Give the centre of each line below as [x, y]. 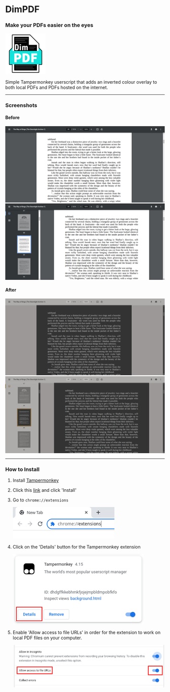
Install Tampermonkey [36, 481]
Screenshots [21, 105]
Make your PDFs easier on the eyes [49, 25]
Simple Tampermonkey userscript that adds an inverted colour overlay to [81, 82]
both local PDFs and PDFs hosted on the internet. [57, 88]
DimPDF [23, 9]
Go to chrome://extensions [40, 500]
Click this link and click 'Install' [45, 490]
